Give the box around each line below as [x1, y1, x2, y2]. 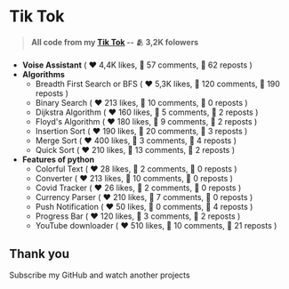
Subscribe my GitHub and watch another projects [9, 269, 190, 281]
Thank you [9, 246, 69, 261]
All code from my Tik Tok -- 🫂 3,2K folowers [30, 36, 199, 47]
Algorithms [21, 69, 65, 80]
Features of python [21, 154, 95, 165]
